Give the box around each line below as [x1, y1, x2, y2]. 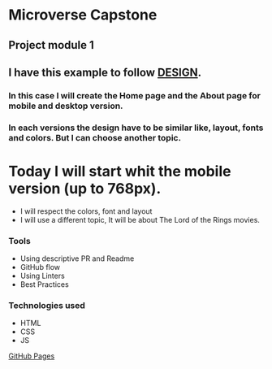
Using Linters [19, 271, 65, 281]
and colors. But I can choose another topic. [8, 132, 181, 143]
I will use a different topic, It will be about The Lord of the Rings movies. [19, 215, 260, 224]
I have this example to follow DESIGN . [8, 65, 201, 79]
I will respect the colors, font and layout [19, 206, 153, 216]
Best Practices [19, 280, 69, 289]
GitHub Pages [8, 351, 55, 361]
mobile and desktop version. [8, 100, 123, 111]
